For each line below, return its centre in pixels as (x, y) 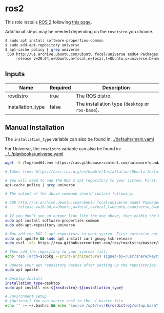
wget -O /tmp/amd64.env (29, 163)
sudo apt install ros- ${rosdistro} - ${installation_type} (64, 288)
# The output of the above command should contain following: (70, 194)
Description (116, 88)
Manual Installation (35, 127)
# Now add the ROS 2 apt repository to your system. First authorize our (82, 234)
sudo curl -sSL (20, 243)
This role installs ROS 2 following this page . (49, 22)
